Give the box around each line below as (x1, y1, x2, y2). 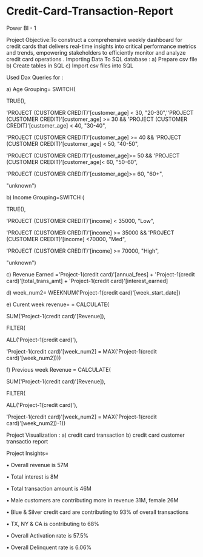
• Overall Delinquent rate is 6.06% (6, 544, 92, 551)
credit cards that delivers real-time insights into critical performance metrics (6, 43, 197, 50)
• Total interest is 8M (6, 473, 59, 480)
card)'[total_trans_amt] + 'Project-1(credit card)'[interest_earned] (6, 277, 168, 284)
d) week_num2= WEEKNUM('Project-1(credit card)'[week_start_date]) (6, 289, 181, 296)
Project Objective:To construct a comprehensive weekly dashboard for (6, 36, 183, 43)
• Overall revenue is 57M (6, 461, 68, 468)
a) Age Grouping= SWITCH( (6, 85, 76, 92)
